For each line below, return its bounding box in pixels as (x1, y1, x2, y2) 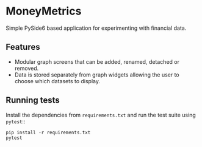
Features (5, 42, 40, 52)
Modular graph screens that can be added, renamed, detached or (14, 58, 179, 65)
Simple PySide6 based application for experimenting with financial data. (5, 24, 187, 32)
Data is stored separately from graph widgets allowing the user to (14, 71, 179, 78)
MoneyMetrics (5, 4, 82, 18)
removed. (14, 64, 39, 72)
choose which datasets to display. (14, 77, 100, 84)
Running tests (5, 95, 60, 106)
